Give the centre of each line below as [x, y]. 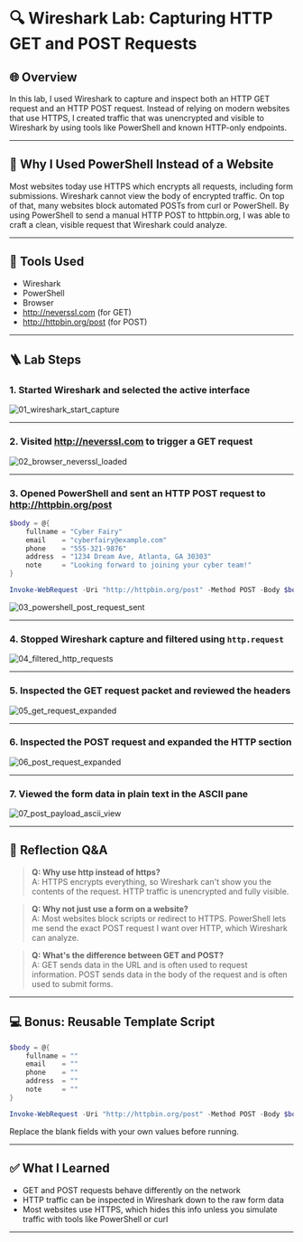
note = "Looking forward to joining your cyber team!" [139, 565]
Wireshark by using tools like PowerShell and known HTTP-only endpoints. [148, 127]
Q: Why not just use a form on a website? [110, 908]
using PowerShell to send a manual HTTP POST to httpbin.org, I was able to [150, 215]
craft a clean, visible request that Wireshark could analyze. [119, 224]
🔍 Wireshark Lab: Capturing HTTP [141, 19]
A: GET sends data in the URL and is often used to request [139, 964]
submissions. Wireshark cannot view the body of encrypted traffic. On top [147, 195]
